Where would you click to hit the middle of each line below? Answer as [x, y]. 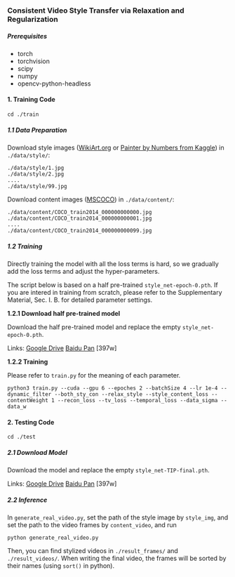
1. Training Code [32, 100]
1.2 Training [25, 246]
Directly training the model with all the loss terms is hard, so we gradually [113, 264]
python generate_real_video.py [53, 538]
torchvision [34, 61]
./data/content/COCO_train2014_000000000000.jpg [80, 213]
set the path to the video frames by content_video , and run [92, 525]
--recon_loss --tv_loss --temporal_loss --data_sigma [137, 401]
